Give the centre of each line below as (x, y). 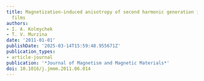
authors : (17, 23)
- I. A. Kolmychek (29, 29)
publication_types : (31, 52)
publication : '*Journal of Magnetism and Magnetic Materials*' (88, 63)
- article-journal (29, 57)
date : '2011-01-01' (31, 40)
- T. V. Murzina (27, 35)
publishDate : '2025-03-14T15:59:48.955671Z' (63, 46)
